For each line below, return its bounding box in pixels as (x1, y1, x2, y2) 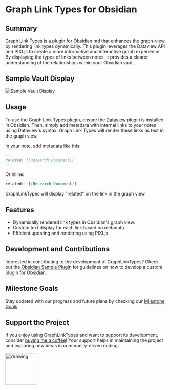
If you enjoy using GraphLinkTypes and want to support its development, (5, 332, 159, 338)
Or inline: (5, 171, 25, 178)
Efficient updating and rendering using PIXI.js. (12, 230, 110, 236)
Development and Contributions (5, 245, 110, 254)
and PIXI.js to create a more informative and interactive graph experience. (5, 49, 161, 54)
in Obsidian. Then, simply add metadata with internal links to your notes (5, 122, 156, 128)
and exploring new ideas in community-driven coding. (5, 343, 119, 349)
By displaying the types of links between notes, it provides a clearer (5, 54, 148, 60)
